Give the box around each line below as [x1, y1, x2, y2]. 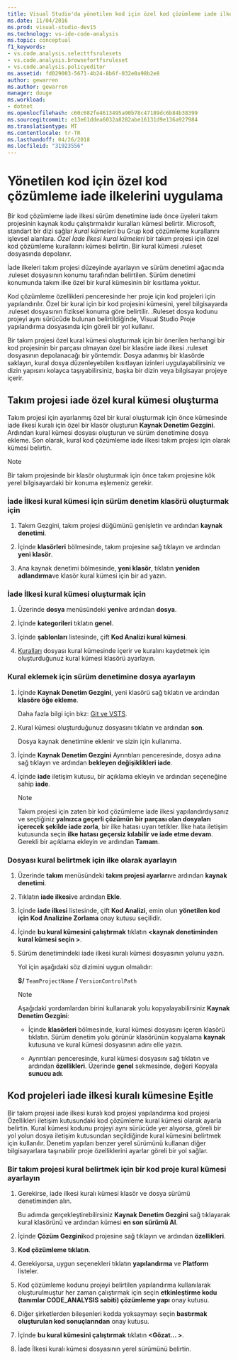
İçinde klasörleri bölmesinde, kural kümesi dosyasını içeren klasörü [28, 1025, 225, 1034]
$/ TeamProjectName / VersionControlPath [17, 976, 137, 985]
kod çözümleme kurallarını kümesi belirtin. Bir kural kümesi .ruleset [7, 242, 203, 251]
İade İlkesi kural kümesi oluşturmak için [7, 589, 147, 599]
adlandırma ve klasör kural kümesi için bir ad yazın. [17, 571, 167, 580]
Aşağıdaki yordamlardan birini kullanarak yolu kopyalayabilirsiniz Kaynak [17, 1004, 230, 1013]
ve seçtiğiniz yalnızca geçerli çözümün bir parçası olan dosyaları [17, 814, 211, 823]
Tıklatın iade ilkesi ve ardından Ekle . [17, 892, 122, 901]
